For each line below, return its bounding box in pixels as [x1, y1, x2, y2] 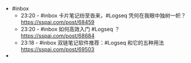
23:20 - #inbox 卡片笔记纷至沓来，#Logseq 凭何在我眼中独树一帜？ [20, 12, 186, 19]
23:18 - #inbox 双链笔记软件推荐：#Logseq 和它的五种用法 [20, 39, 165, 46]
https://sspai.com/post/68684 [20, 32, 95, 39]
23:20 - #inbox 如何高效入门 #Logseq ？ [20, 26, 120, 32]
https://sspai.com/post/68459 [20, 19, 95, 25]
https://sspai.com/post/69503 [20, 46, 95, 52]
